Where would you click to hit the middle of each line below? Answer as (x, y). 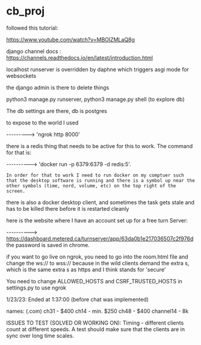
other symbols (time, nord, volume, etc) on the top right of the (91, 185)
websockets (21, 76)
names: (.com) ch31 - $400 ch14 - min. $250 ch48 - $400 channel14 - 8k (97, 311)
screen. (16, 191)
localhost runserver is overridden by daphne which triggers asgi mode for (98, 69)
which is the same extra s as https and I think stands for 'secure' (86, 269)
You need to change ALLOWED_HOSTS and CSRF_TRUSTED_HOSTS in (94, 281)
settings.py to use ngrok (36, 288)
